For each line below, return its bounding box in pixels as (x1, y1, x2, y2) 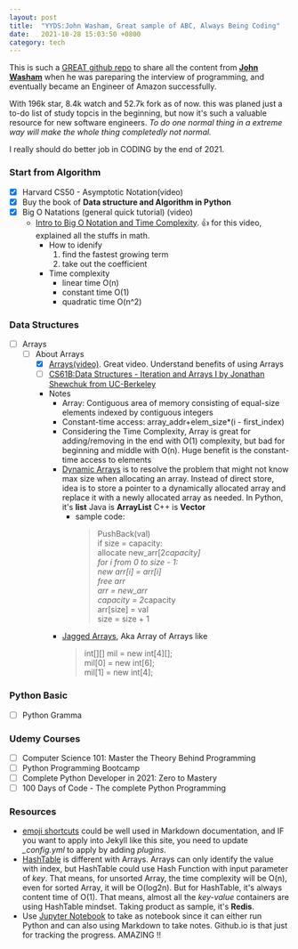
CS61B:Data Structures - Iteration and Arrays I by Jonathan (48, 369, 265, 379)
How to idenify (48, 239, 102, 250)
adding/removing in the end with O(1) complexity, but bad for (61, 435, 286, 446)
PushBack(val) (97, 529, 151, 539)
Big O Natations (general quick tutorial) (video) (21, 207, 194, 217)
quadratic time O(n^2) (61, 296, 142, 307)
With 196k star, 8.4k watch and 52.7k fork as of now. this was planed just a (9, 99, 283, 109)
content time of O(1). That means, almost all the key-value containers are (21, 892, 289, 903)
